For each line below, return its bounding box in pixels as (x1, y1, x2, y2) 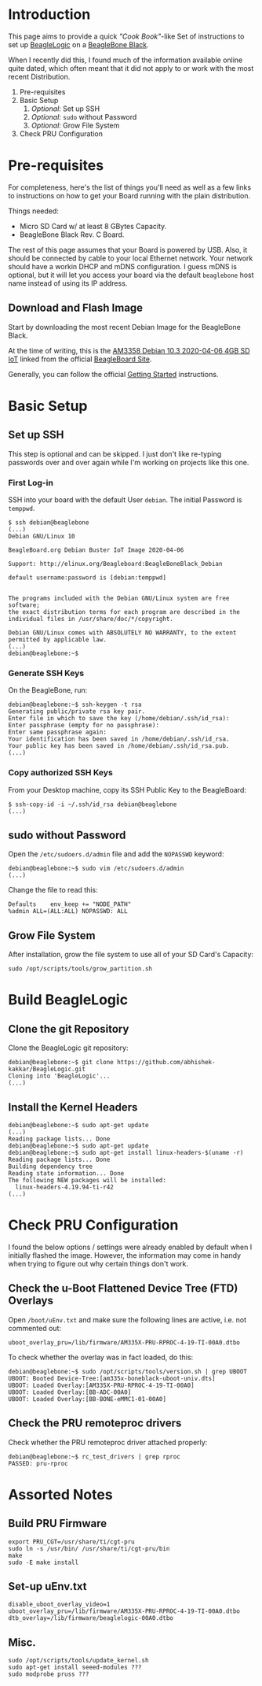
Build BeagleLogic (8, 991, 128, 1009)
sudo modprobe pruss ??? (8, 1670, 89, 1678)
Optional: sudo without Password (31, 112, 137, 121)
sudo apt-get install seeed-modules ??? (8, 1663, 143, 1672)
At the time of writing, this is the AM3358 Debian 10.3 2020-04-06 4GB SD (8, 346, 250, 355)
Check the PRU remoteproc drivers (8, 1417, 182, 1430)
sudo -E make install (8, 1558, 79, 1566)
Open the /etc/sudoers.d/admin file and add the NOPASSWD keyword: (8, 849, 224, 859)
